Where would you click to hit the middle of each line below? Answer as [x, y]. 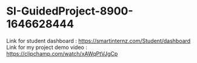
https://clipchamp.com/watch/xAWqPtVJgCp [62, 53]
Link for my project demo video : [47, 47]
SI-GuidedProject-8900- [70, 11]
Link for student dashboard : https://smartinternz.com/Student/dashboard [98, 41]
